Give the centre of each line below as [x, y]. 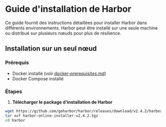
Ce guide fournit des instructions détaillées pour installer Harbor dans [76, 23]
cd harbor [15, 120]
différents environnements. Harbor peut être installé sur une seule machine [82, 28]
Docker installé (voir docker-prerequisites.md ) [59, 73]
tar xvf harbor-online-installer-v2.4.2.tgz [52, 116]
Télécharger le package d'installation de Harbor [62, 102]
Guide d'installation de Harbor [68, 9]
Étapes [14, 91]
